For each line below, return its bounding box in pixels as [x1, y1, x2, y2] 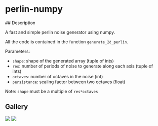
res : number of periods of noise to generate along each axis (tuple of [12, 63, 153, 69]
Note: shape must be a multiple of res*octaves [5, 88, 98, 94]
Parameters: [5, 48, 30, 54]
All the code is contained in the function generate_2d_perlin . [5, 38, 128, 45]
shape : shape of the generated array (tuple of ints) [12, 58, 114, 63]
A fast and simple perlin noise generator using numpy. [5, 29, 115, 35]
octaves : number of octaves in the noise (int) [12, 73, 103, 79]
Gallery [5, 102, 28, 111]
